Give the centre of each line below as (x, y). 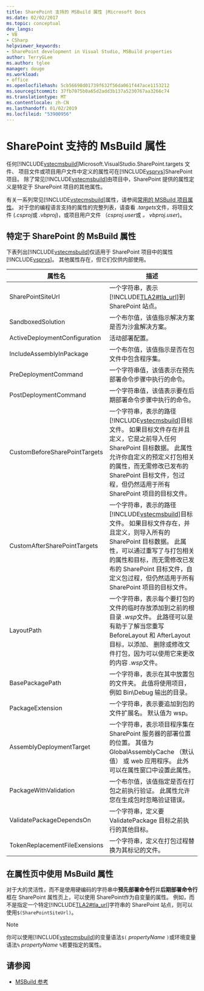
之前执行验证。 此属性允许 (152, 791)
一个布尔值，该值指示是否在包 (152, 350)
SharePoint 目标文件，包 (144, 475)
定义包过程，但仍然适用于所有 (152, 578)
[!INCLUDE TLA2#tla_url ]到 (147, 297)
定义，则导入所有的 (143, 533)
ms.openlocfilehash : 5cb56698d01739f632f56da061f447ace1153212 (88, 86)
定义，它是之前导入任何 (143, 439)
